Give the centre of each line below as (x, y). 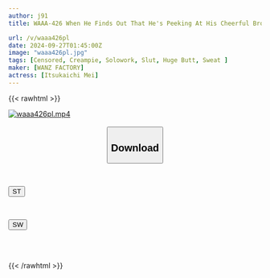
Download (135, 148)
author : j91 (28, 16)
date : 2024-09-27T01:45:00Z (55, 45)
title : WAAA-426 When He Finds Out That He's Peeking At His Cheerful (129, 23)
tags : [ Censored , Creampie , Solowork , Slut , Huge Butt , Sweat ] (118, 60)
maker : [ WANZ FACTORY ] (46, 68)
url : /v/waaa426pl (39, 38)
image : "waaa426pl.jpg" (48, 53)
